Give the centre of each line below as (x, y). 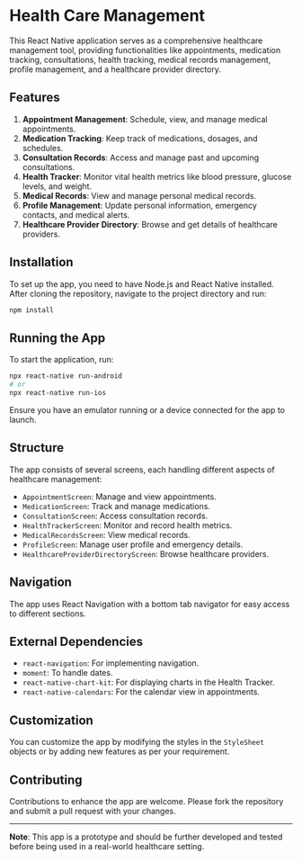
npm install (31, 310)
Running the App (58, 338)
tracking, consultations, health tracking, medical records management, (140, 59)
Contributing (46, 780)
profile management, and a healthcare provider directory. (115, 69)
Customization (52, 720)
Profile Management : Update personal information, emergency (140, 205)
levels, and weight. (57, 186)
